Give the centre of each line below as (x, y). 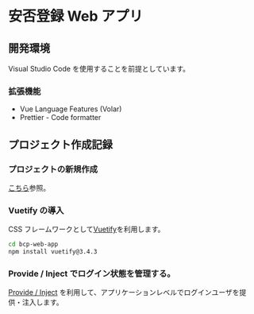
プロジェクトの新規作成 (53, 169)
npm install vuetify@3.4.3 (53, 252)
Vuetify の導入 (36, 210)
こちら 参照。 (29, 188)
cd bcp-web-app (33, 244)
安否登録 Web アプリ (76, 16)
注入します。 (42, 302)
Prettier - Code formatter (60, 118)
